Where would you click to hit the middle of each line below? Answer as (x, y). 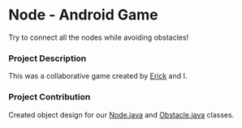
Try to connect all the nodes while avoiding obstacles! (99, 37)
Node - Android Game (83, 15)
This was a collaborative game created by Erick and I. (98, 76)
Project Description (48, 58)
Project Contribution (50, 97)
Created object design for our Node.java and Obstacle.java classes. (121, 114)
